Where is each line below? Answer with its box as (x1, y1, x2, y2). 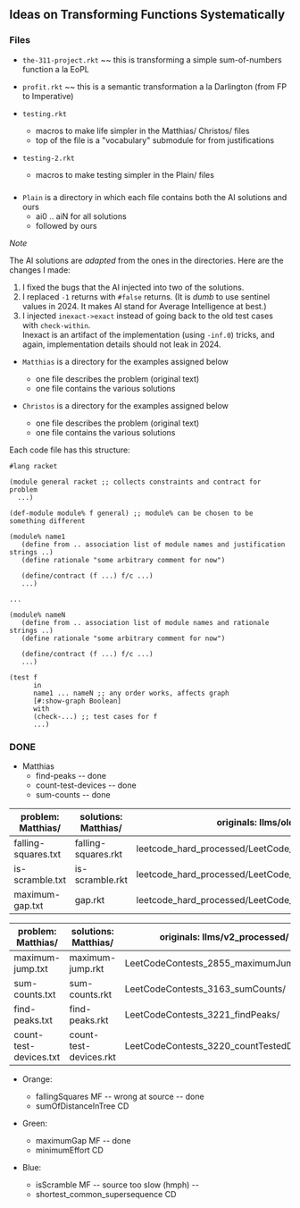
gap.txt (13, 899, 44, 911)
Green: (21, 1118, 47, 1128)
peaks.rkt (69, 1014, 109, 1026)
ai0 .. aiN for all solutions (35, 210, 127, 222)
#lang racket (9, 461, 58, 470)
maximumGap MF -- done (35, 1135, 131, 1145)
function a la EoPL (21, 63, 89, 74)
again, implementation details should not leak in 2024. (21, 339, 221, 350)
